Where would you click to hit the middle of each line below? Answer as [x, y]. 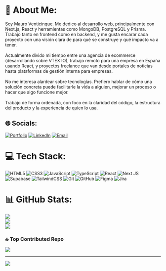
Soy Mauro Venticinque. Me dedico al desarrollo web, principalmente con [80, 24]
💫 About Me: [31, 10]
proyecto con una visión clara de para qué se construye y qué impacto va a [82, 40]
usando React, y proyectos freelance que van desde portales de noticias [79, 66]
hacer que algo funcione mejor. [37, 92]
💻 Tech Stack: [36, 156]
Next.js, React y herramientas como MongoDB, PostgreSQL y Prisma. [76, 29]
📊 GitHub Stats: [39, 199]
